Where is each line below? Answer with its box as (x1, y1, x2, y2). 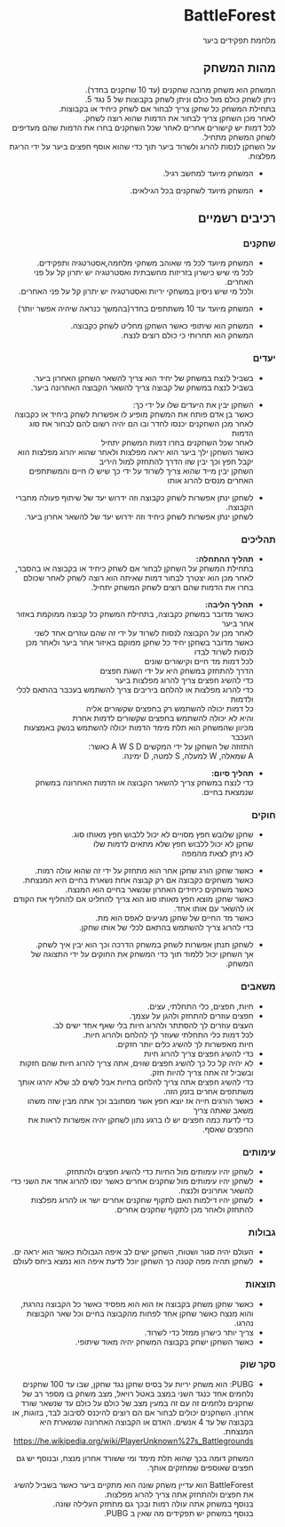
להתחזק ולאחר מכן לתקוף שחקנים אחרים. (114, 1204, 254, 1214)
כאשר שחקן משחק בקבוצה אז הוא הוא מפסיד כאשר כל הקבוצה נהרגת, (20, 1298, 254, 1309)
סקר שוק (239, 1359, 276, 1371)
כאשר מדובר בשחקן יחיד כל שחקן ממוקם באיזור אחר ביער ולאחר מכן (25, 638, 254, 648)
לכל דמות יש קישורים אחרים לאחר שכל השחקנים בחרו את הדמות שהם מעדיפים (12, 122, 276, 133)
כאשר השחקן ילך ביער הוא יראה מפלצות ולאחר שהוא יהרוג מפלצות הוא (17, 446, 254, 457)
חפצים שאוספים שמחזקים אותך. (146, 1462, 254, 1473)
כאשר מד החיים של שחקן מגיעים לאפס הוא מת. (95, 913, 254, 923)
